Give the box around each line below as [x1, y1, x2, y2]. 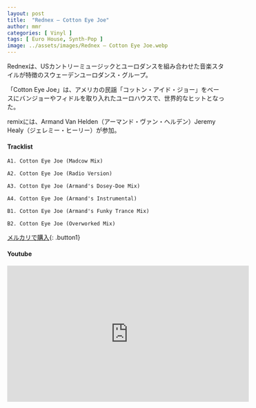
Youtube [7, 250, 32, 258]
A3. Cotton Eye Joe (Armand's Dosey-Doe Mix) [7, 183, 140, 189]
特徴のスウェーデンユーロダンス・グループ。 [25, 71, 152, 79]
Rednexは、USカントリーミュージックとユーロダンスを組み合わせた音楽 [7, 62, 213, 70]
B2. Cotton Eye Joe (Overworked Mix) [7, 220, 116, 227]
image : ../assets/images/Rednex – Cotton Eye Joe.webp [7, 42, 168, 49]
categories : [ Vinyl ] [7, 29, 72, 37]
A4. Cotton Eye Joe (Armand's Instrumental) [7, 195, 137, 202]
